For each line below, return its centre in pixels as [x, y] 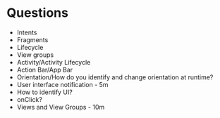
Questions [37, 13]
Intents [27, 32]
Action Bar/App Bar [45, 70]
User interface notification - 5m [62, 84]
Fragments [32, 39]
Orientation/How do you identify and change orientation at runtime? [115, 77]
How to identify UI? [45, 92]
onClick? [30, 99]
